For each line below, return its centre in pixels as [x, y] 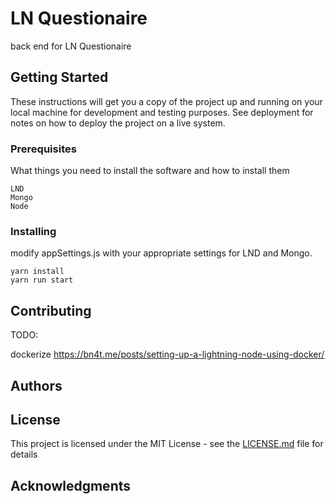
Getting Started [59, 77]
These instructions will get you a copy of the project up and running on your [166, 101]
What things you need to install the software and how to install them [150, 171]
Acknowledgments [71, 485]
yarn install [37, 272]
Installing [33, 231]
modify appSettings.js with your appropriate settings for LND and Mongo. [161, 253]
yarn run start [42, 280]
